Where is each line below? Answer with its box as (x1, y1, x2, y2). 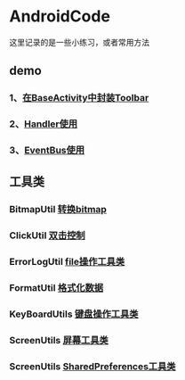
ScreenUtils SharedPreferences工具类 (9, 359, 176, 372)
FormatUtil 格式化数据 (9, 282, 104, 294)
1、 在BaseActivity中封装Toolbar (9, 92, 149, 104)
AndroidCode (9, 6, 111, 27)
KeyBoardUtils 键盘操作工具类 (9, 308, 139, 320)
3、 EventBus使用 (9, 145, 85, 157)
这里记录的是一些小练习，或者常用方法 (9, 37, 149, 47)
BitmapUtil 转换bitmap (9, 203, 107, 216)
